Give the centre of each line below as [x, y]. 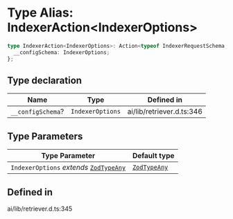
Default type [153, 156]
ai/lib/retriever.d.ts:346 [165, 112]
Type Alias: [41, 13]
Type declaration [44, 80]
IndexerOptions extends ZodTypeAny [68, 168]
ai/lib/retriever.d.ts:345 [40, 209]
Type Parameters [45, 136]
